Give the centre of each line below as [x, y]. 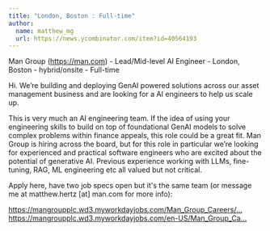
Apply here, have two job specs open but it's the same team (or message [130, 186]
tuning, [20, 170]
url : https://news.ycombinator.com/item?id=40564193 [106, 38]
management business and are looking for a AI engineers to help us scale [131, 94]
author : [21, 23]
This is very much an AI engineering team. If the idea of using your [119, 119]
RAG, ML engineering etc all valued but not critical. [118, 170]
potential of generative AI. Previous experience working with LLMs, [120, 162]
